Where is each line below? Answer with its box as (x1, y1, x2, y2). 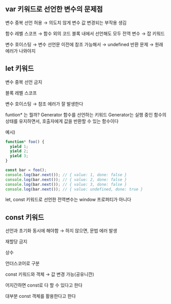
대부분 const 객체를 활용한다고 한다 (5, 293, 76, 299)
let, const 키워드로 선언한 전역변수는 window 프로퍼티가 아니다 (5, 197, 132, 203)
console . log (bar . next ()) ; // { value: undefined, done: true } (5, 186, 143, 192)
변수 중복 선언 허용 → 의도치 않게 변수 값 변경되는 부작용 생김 (5, 20, 127, 26)
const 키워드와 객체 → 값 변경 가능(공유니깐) (5, 271, 95, 277)
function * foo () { (5, 139, 45, 144)
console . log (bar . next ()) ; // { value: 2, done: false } (5, 177, 127, 182)
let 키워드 (5, 64, 34, 73)
